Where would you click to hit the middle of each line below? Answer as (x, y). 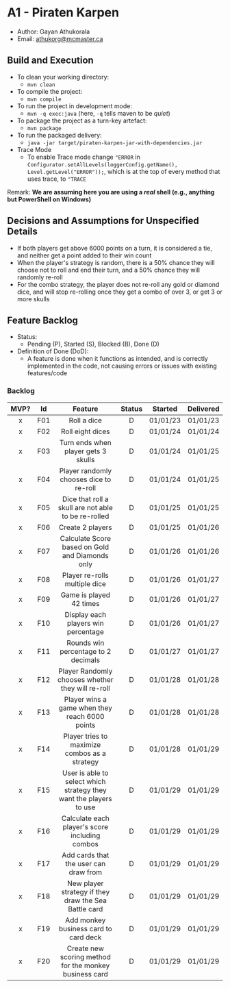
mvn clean (41, 85)
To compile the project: (50, 91)
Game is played (86, 595)
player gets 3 (85, 451)
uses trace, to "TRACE (57, 179)
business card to (86, 928)
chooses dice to (86, 479)
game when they (86, 708)
